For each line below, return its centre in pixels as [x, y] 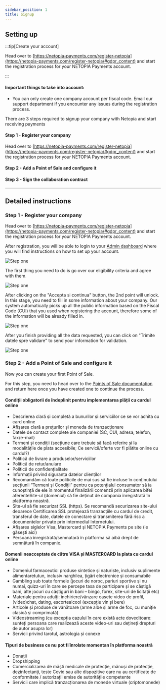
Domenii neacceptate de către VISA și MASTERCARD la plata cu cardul [79, 554]
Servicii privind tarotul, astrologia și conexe [56, 633]
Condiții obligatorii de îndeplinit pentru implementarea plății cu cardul [78, 400]
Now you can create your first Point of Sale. [49, 374]
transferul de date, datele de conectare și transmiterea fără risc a [78, 517]
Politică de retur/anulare [37, 463]
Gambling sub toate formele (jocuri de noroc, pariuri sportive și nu [80, 581]
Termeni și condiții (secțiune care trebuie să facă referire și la [75, 443]
